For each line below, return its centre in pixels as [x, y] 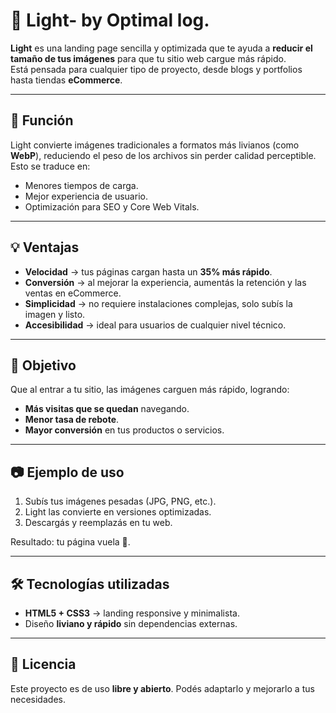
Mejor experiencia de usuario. [86, 196]
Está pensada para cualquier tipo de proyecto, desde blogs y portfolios [156, 69]
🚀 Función [42, 120]
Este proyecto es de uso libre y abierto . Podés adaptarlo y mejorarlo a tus [162, 688]
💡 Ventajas [45, 247]
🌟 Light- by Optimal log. [110, 20]
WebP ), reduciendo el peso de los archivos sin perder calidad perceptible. [163, 155]
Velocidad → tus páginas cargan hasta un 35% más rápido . [148, 271]
